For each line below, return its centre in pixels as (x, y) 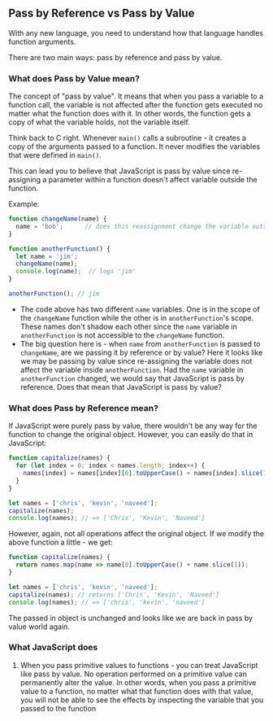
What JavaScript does (53, 648)
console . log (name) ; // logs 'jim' (76, 272)
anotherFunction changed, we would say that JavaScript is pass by (132, 378)
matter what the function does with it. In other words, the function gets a (130, 114)
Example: (24, 204)
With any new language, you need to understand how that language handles (136, 33)
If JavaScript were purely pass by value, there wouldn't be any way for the (133, 426)
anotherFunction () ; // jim (54, 294)
